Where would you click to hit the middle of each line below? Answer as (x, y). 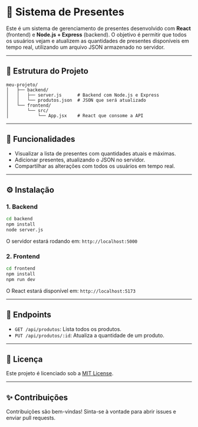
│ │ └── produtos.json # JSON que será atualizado (76, 100)
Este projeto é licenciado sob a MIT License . (60, 373)
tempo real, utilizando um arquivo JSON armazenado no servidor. (85, 47)
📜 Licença (24, 359)
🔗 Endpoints (29, 315)
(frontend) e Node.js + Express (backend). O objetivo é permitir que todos (96, 34)
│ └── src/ (27, 110)
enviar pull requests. (31, 418)
